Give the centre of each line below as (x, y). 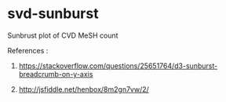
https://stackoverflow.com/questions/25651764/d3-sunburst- (118, 66)
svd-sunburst (53, 14)
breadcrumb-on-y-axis (56, 74)
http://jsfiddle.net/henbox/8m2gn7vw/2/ (84, 89)
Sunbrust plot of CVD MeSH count (63, 35)
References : (28, 50)
